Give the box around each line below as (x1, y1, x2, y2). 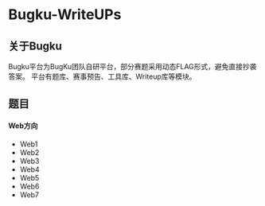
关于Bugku (8, 39, 62, 52)
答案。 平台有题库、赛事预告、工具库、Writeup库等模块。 (8, 72, 197, 81)
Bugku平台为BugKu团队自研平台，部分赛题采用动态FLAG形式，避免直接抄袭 (8, 62, 257, 71)
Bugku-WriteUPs (8, 6, 122, 24)
